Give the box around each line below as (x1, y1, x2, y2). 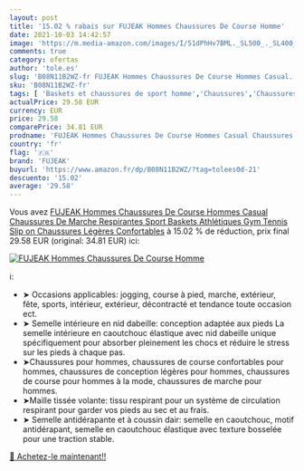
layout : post (9, 13, 59, 23)
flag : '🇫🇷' (9, 148, 54, 157)
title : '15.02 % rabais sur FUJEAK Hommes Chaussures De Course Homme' (9, 22, 285, 31)
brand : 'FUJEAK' (9, 156, 71, 166)
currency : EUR (9, 106, 63, 115)
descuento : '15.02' (9, 173, 83, 182)
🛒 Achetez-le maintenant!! (9, 451, 107, 462)
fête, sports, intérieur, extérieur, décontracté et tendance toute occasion (22, 299, 292, 310)
